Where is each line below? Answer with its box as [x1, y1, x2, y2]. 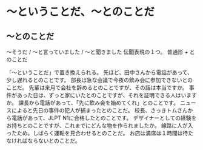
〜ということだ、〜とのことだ [6, 5, 155, 19]
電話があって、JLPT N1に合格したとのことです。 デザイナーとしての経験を [11, 114, 197, 121]
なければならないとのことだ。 [6, 137, 81, 144]
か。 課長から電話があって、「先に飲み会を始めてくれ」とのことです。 [6, 99, 179, 106]
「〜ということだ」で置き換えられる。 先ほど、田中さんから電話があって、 [6, 69, 193, 76]
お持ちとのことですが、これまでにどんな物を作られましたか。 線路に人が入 [6, 122, 193, 129]
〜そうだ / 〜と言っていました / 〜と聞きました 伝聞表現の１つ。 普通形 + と [6, 49, 195, 55]
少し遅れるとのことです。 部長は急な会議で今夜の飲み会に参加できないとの [6, 77, 193, 83]
